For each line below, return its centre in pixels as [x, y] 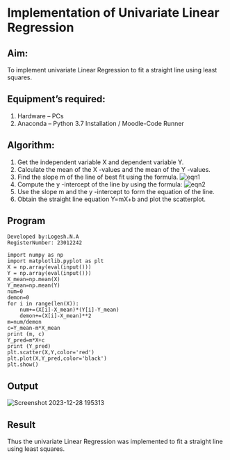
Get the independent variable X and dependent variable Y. [100, 162]
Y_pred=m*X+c [26, 340]
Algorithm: [31, 145]
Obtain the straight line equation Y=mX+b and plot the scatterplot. [112, 199]
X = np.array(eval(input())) [49, 267]
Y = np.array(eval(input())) [49, 273]
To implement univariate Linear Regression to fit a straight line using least [112, 70]
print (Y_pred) [29, 347]
